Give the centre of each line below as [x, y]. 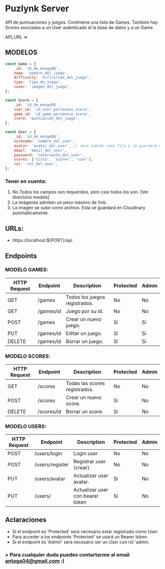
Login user [86, 454]
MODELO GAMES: [27, 270]
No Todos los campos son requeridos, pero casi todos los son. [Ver [80, 192]
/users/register [51, 465]
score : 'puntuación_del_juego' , [47, 119]
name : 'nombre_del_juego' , [41, 73]
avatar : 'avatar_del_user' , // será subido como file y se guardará [85, 146]
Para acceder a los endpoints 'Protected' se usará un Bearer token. [80, 537]
